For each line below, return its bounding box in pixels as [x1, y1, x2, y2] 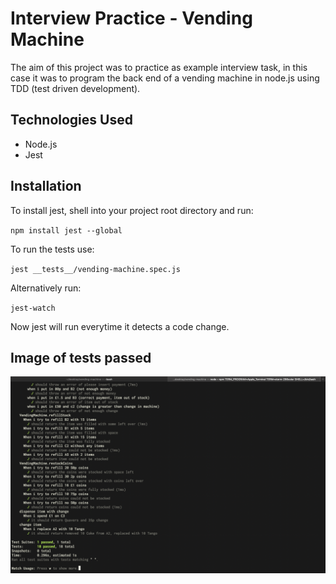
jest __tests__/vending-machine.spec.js [10, 264, 182, 274]
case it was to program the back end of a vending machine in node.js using [10, 72, 320, 84]
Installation [10, 178, 82, 195]
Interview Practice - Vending [10, 7, 253, 30]
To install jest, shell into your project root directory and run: [10, 204, 254, 216]
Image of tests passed [10, 349, 152, 366]
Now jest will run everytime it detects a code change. [10, 320, 230, 332]
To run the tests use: [10, 243, 95, 255]
